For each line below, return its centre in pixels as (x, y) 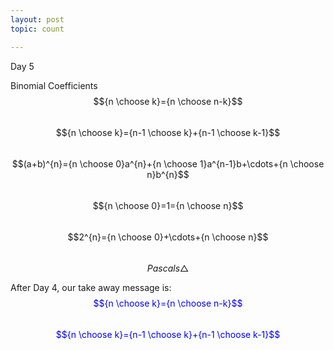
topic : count (37, 29)
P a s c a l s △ (168, 268)
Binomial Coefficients (54, 85)
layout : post (37, 19)
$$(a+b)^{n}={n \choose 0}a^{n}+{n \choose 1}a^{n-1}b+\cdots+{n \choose (168, 163)
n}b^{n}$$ (168, 174)
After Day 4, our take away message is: (91, 287)
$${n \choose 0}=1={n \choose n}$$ (168, 205)
